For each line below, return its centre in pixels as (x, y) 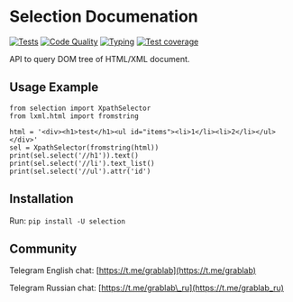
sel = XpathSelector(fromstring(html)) (84, 147)
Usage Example (54, 87)
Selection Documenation (104, 17)
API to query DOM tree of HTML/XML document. (100, 59)
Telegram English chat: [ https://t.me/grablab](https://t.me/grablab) (133, 270)
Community (43, 248)
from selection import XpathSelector (80, 108)
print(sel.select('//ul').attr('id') (80, 171)
